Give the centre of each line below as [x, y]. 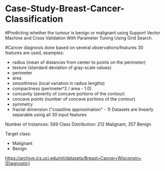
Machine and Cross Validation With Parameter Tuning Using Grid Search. [79, 38]
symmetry [22, 104]
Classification [34, 19]
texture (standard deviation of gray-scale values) [62, 68]
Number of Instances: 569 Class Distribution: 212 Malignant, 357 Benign [78, 124]
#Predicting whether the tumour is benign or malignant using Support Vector [83, 33]
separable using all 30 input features [49, 114]
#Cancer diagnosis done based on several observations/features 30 [74, 47]
